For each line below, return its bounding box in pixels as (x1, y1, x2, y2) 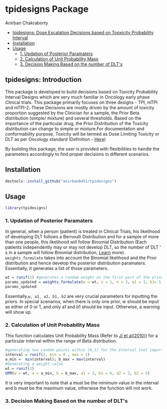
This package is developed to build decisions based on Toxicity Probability (5, 88, 158, 95)
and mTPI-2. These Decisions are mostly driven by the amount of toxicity (5, 104, 155, 110)
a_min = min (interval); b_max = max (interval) (5, 357, 106, 362)
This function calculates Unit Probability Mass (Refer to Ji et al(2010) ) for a (5, 333, 158, 339)
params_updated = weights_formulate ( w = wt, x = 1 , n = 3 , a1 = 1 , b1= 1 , (5, 279, 164, 285)
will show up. (5, 309, 32, 315)
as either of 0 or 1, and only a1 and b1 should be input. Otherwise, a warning (5, 304, 160, 310)
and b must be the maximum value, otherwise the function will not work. (5, 385, 153, 391)
